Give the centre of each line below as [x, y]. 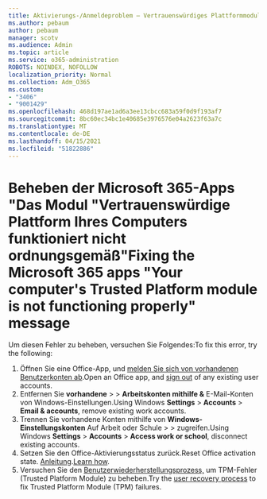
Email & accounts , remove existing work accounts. [103, 411]
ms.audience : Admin [41, 45]
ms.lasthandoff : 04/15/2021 [55, 141]
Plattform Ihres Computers [98, 221]
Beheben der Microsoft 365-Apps [122, 188]
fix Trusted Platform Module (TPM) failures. [91, 487]
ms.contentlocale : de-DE [49, 133]
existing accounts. [50, 445]
